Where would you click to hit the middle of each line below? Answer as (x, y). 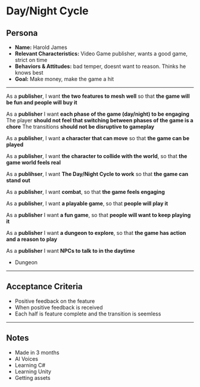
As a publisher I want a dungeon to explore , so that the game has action (96, 233)
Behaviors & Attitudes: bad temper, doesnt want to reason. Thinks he (100, 66)
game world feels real (34, 162)
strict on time (31, 60)
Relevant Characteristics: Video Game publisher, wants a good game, (101, 54)
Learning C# (30, 365)
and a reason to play (32, 239)
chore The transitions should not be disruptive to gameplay (80, 127)
